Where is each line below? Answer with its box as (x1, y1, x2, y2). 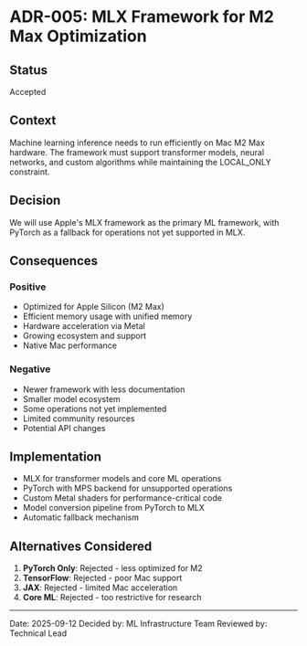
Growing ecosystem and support (22, 331, 146, 342)
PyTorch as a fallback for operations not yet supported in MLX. (9, 227, 246, 238)
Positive (9, 281, 47, 293)
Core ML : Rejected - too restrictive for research (22, 592, 202, 603)
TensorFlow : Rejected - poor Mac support (22, 573, 183, 584)
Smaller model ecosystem (22, 393, 121, 404)
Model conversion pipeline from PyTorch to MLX (22, 503, 206, 514)
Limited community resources (22, 413, 135, 424)
